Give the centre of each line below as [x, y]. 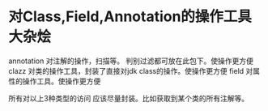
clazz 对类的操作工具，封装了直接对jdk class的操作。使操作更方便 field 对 [131, 70]
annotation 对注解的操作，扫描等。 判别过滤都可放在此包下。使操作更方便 [131, 61]
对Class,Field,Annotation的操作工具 [130, 17]
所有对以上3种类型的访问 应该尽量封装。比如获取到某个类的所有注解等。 [129, 98]
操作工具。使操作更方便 [62, 81]
